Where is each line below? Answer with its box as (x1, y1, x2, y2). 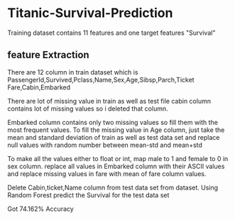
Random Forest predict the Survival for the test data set (7, 190, 170, 199)
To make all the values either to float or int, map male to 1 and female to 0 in (7, 154, 229, 163)
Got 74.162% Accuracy (7, 204, 75, 213)
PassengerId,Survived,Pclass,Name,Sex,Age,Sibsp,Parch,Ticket (7, 75, 195, 84)
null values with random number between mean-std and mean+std (7, 141, 202, 149)
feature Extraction (7, 49, 90, 61)
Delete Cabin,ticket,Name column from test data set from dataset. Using (7, 183, 219, 192)
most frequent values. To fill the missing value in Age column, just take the (7, 126, 225, 134)
